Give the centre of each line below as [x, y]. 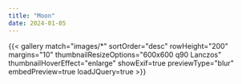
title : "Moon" [32, 16]
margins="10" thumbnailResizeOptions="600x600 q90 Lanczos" [115, 54]
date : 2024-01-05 [37, 23]
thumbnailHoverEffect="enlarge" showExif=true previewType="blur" [121, 63]
